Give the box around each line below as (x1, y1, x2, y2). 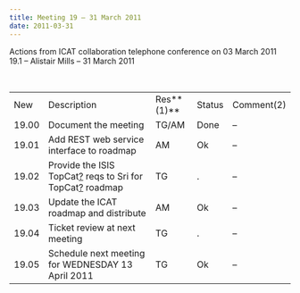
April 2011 (47, 269, 94, 281)
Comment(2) (231, 98, 287, 111)
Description (47, 98, 97, 111)
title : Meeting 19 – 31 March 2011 (9, 13, 142, 22)
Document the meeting (47, 118, 145, 130)
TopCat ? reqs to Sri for (47, 170, 143, 182)
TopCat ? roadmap (47, 180, 123, 193)
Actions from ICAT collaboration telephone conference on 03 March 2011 (9, 46, 277, 56)
